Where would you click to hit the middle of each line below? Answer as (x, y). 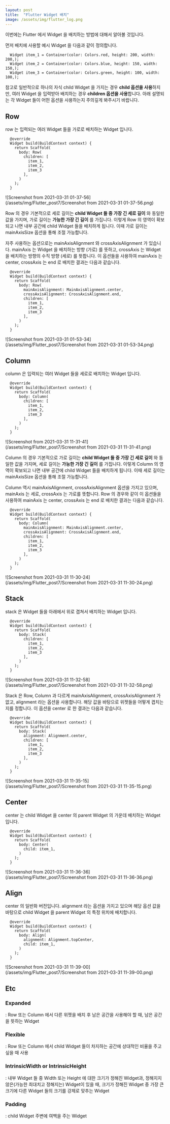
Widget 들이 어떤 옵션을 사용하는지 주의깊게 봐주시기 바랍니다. (78, 100)
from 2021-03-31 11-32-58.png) (120, 685)
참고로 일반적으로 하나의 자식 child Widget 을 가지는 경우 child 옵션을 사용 (79, 88)
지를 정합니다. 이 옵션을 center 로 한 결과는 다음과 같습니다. (64, 708)
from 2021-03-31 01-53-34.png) (121, 345)
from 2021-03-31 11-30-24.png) (120, 583)
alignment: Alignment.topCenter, (59, 940)
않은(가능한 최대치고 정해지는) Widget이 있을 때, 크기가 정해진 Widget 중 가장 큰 (84, 1084)
